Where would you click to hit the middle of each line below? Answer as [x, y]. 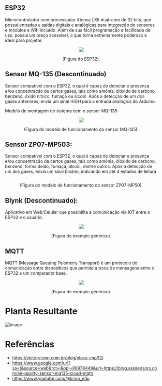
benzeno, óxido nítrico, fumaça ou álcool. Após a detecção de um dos [75, 96]
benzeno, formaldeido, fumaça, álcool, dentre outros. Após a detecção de [79, 167]
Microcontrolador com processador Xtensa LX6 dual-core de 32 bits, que [78, 19]
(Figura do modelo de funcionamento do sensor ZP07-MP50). [81, 185]
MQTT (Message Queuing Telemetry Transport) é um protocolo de [71, 263]
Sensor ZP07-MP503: [39, 144]
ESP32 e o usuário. [24, 218]
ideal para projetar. [24, 40]
